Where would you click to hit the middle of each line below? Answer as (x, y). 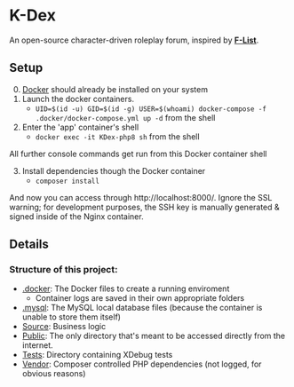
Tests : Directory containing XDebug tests (97, 355)
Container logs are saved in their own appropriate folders (140, 298)
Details (29, 245)
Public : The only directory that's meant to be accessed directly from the (154, 336)
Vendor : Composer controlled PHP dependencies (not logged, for (142, 364)
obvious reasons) (54, 374)
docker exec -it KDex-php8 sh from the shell (117, 136)
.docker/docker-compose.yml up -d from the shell (125, 117)
